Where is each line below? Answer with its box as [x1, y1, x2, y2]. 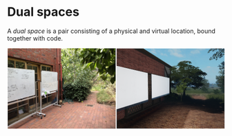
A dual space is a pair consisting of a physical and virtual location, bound [7, 27, 216, 35]
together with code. [7, 34, 64, 42]
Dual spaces [7, 4, 79, 20]
